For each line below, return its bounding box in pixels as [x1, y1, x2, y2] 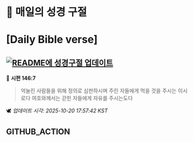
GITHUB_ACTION [6, 127, 71, 137]
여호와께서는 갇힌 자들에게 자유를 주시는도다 [31, 95, 133, 102]
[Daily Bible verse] [6, 33, 98, 46]
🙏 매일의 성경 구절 [6, 5, 87, 19]
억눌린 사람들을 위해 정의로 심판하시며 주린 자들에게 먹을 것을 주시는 [20, 87, 177, 95]
